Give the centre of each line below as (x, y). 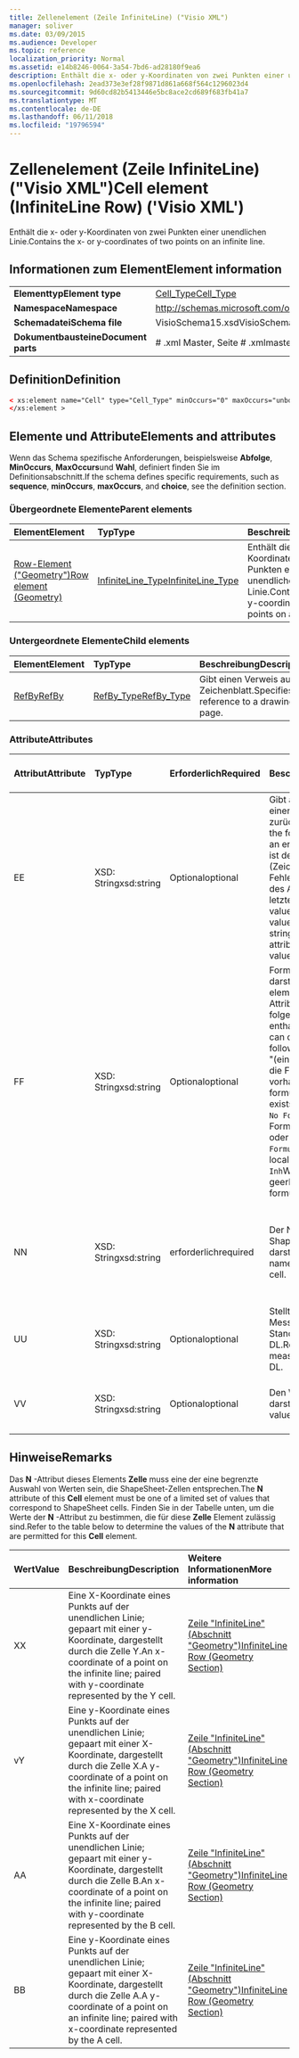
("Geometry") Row (51, 575)
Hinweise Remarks (61, 1457)
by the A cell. (95, 2040)
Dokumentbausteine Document (80, 337)
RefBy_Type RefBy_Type (142, 696)
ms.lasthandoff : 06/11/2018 (61, 117)
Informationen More (230, 1568)
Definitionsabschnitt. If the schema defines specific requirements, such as (144, 477)
